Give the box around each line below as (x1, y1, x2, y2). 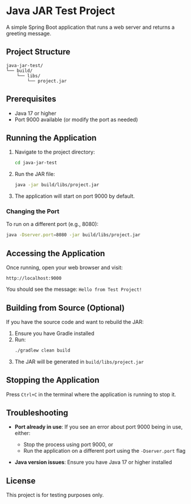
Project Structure (6, 47, 71, 57)
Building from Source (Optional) (6, 303, 125, 313)
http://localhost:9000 (6, 276, 62, 281)
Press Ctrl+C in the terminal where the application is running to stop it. (6, 390, 176, 398)
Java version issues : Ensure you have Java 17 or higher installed (14, 459, 172, 466)
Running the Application (6, 132, 97, 142)
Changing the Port (6, 207, 60, 215)
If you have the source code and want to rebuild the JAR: (6, 318, 144, 325)
